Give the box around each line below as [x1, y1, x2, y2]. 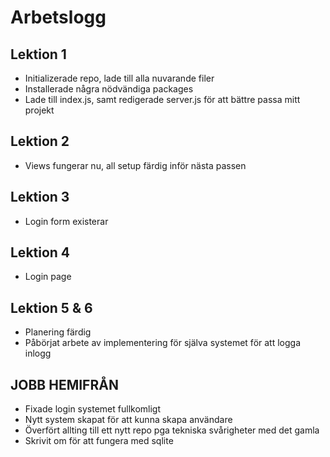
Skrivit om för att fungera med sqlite [24, 435, 174, 447]
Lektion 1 [10, 46, 67, 63]
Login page [24, 271, 72, 283]
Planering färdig [24, 326, 92, 338]
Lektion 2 [10, 133, 70, 150]
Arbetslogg [10, 6, 107, 29]
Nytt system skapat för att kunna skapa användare [24, 414, 233, 426]
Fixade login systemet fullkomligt [24, 403, 162, 415]
